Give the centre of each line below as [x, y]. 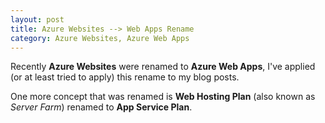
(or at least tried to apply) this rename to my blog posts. [125, 77]
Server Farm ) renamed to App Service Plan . [101, 107]
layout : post [37, 19]
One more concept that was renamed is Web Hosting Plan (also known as [163, 97]
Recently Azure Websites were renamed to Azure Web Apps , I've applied [163, 67]
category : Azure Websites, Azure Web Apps [100, 38]
